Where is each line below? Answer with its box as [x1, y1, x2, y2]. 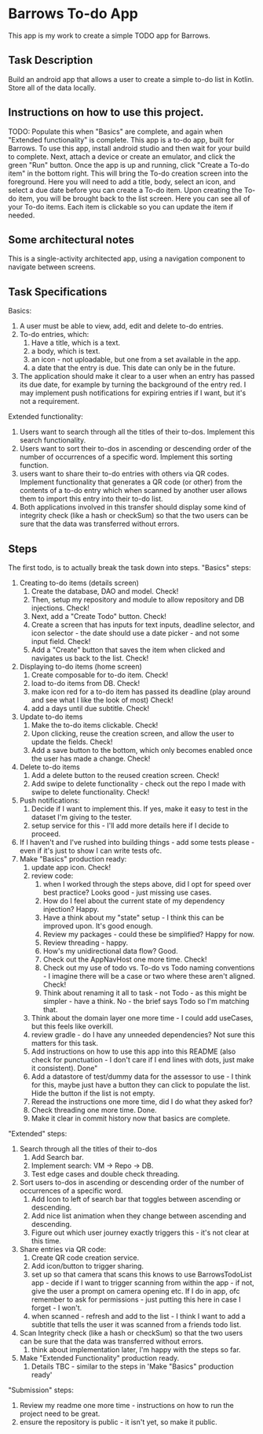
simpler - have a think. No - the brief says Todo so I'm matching [42, 997, 250, 1006]
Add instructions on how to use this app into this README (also [31, 1047, 236, 1056]
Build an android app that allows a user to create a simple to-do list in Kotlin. [8, 74, 254, 83]
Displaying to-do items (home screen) [19, 662, 143, 671]
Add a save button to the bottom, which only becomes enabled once [31, 746, 253, 754]
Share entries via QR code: [19, 1245, 107, 1254]
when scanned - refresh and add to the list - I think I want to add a [31, 1312, 246, 1321]
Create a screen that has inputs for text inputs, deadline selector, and [31, 620, 255, 629]
